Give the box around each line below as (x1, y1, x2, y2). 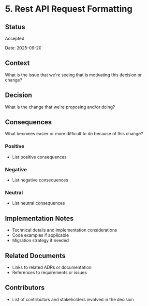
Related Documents (5, 251, 66, 260)
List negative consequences (12, 177, 69, 183)
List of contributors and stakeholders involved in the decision (12, 296, 134, 302)
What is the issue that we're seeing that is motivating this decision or (5, 72, 142, 78)
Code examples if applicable (12, 232, 69, 238)
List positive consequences (12, 154, 67, 160)
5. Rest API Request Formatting (5, 3, 133, 15)
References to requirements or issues (12, 269, 87, 275)
